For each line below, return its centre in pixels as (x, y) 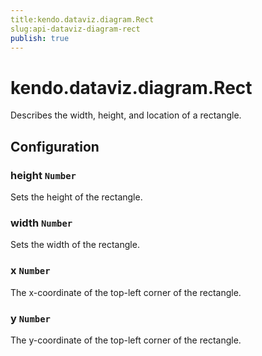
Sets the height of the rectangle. (76, 197)
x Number (30, 271)
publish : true (40, 38)
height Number (43, 175)
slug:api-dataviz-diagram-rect (75, 29)
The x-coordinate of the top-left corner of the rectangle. (126, 292)
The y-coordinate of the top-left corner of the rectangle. (126, 340)
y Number (30, 318)
